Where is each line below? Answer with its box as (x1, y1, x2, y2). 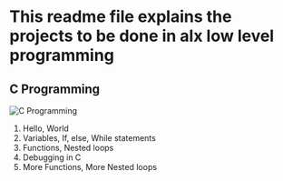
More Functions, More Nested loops (22, 162, 157, 172)
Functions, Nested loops (22, 143, 114, 153)
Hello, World (22, 123, 70, 134)
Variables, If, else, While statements (22, 133, 156, 143)
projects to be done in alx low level (9, 25, 275, 46)
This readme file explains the (9, 6, 232, 27)
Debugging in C (22, 152, 82, 163)
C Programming (9, 81, 101, 96)
